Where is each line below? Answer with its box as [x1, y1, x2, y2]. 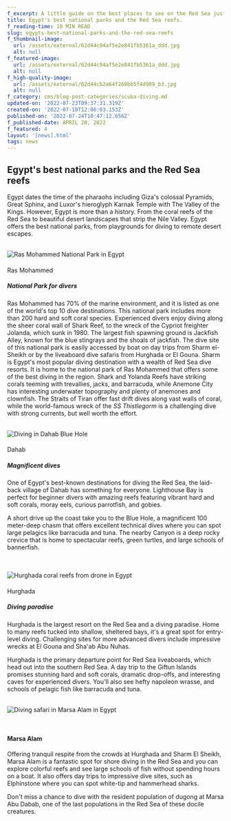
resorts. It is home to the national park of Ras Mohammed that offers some [7, 365, 218, 373]
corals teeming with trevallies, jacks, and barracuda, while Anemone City [7, 380, 213, 388]
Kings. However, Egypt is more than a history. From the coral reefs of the [7, 207, 213, 216]
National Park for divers [7, 282, 78, 290]
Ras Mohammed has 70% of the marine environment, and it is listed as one [7, 299, 219, 307]
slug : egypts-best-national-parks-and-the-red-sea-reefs [7, 29, 174, 37]
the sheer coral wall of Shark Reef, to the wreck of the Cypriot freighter [7, 321, 208, 330]
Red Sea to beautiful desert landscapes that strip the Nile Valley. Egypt [7, 214, 208, 223]
